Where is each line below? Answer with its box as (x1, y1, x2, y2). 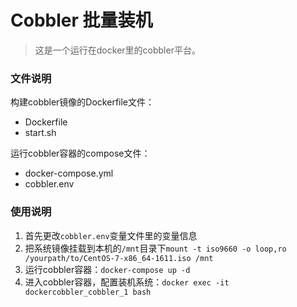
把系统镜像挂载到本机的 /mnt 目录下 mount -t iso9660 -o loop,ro (24, 242, 287, 254)
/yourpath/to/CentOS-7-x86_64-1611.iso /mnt (24, 253, 214, 263)
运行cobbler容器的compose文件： (10, 147, 151, 160)
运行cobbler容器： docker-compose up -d (24, 263, 191, 275)
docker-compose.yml (24, 167, 114, 180)
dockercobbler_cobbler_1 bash (24, 287, 152, 297)
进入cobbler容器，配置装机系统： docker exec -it (24, 276, 230, 288)
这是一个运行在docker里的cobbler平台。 (34, 44, 201, 56)
